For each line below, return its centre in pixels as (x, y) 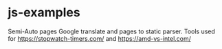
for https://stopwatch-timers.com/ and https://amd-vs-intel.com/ (100, 38)
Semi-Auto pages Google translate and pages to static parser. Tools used (112, 31)
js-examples (44, 13)
